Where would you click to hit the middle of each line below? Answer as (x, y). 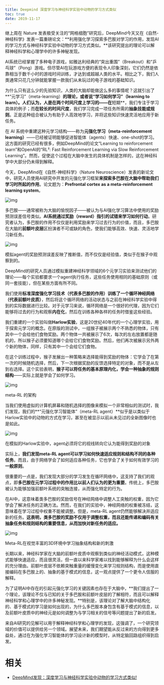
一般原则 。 (16, 466)
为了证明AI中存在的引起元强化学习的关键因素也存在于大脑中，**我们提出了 (80, 588)
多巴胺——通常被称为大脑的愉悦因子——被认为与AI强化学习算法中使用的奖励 (82, 210)
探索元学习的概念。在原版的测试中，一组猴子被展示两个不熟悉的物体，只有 (84, 328)
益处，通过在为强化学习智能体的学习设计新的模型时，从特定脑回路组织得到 (80, 635)
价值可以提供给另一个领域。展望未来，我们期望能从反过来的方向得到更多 (86, 629)
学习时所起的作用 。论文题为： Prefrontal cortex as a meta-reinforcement (79, 184)
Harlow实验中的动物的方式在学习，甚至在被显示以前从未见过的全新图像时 (79, 418)
